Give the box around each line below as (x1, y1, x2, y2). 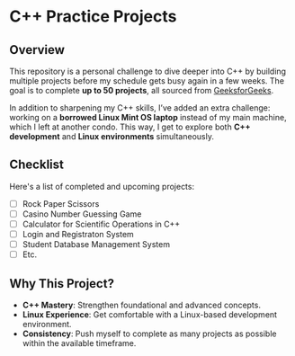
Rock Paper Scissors (22, 198, 100, 209)
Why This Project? (9, 276, 115, 291)
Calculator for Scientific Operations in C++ (22, 218, 181, 229)
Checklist (9, 157, 65, 173)
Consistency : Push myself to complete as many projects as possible (22, 328, 277, 339)
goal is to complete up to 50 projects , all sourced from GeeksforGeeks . (9, 85, 274, 95)
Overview (9, 42, 66, 58)
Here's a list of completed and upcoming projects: (9, 181, 195, 191)
